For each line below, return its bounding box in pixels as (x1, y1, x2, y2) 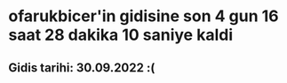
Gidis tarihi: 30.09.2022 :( (8, 60, 155, 75)
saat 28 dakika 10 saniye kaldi (8, 25, 233, 45)
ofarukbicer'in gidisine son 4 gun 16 (8, 6, 279, 26)
